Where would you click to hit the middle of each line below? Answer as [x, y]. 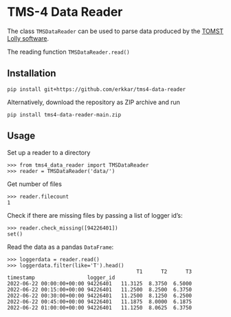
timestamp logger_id [61, 277]
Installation [32, 73]
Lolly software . [28, 38]
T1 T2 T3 [164, 272]
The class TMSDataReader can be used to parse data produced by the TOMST [115, 31]
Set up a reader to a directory [49, 152]
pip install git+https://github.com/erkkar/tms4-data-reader [97, 89]
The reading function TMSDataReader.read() [68, 52]
